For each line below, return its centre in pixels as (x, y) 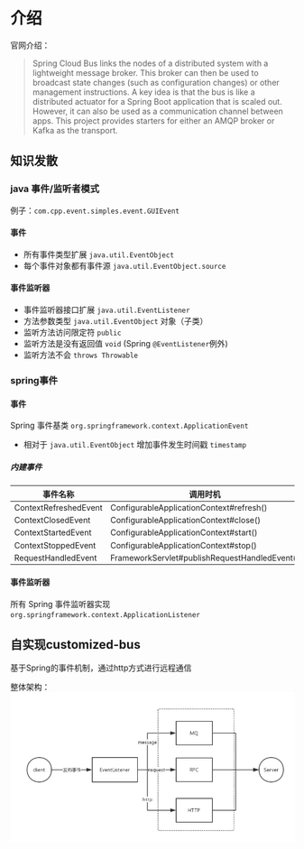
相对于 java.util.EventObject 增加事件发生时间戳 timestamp (135, 445)
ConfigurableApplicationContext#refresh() (189, 507)
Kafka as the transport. (75, 130)
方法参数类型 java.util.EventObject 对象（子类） (115, 321)
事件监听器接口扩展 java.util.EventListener (106, 310)
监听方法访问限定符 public (72, 332)
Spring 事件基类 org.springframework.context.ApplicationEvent (129, 426)
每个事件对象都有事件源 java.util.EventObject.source (124, 265)
